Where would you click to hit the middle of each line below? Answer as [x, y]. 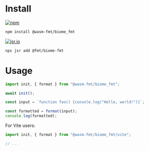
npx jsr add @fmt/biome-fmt [35, 51]
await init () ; [20, 93]
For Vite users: [20, 125]
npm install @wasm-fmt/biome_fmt [40, 32]
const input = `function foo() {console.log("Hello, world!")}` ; [75, 102]
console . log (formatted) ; [31, 116]
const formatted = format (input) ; [41, 111]
